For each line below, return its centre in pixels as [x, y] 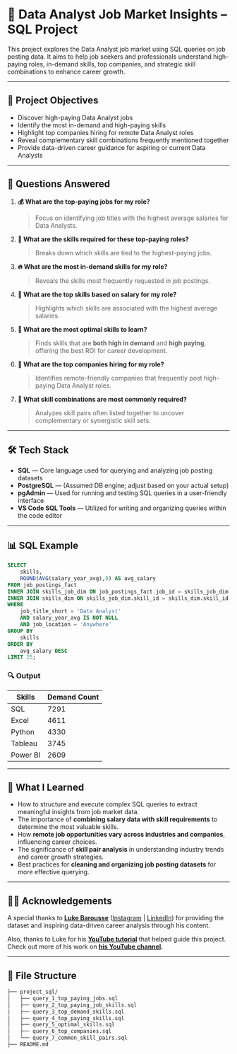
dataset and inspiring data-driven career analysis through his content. [109, 925]
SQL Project [43, 29]
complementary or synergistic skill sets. [93, 420]
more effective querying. [53, 872]
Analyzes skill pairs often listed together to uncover [110, 412]
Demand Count [73, 697]
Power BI [26, 755]
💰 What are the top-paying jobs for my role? [84, 202]
